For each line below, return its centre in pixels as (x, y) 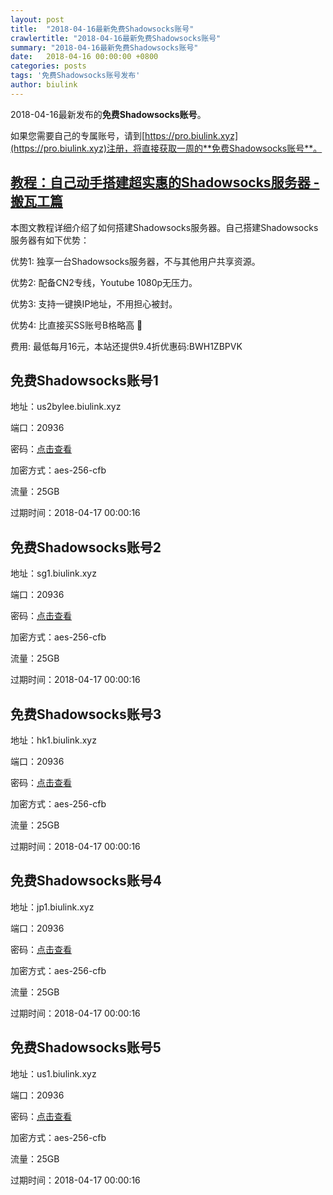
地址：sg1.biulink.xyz (53, 573)
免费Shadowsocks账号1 (84, 380)
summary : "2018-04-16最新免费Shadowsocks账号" (104, 47)
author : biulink (44, 85)
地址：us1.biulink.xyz (53, 1073)
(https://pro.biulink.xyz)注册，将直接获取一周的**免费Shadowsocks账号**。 (166, 148)
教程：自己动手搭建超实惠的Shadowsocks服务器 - (165, 182)
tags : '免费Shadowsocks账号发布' (75, 76)
